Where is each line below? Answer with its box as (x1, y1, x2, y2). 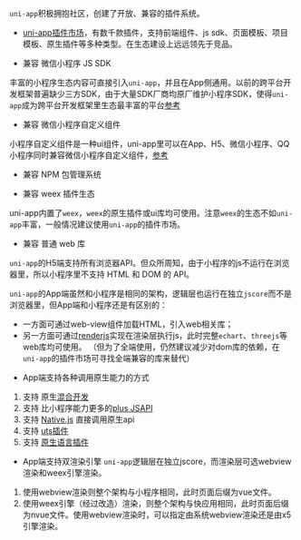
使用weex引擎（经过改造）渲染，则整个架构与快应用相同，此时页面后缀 (22, 498, 289, 508)
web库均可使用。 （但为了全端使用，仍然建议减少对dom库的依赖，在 (22, 341, 280, 352)
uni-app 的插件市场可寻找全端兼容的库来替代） (22, 353, 195, 363)
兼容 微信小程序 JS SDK (22, 58, 112, 68)
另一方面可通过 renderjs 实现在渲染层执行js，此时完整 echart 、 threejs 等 (22, 330, 288, 340)
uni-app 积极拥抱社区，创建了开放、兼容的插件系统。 (9, 8, 206, 18)
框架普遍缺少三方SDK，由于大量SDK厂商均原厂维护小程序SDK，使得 (16, 89, 273, 99)
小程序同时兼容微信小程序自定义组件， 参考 (9, 150, 169, 161)
